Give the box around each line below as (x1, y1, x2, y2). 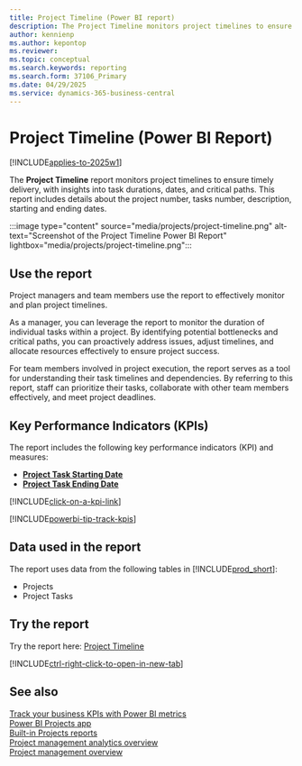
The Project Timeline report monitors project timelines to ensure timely (9, 175, 274, 186)
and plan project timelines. (9, 299, 108, 311)
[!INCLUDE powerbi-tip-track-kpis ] (9, 514, 137, 524)
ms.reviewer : (9, 47, 59, 56)
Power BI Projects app (9, 717, 92, 728)
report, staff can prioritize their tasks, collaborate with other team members (9, 382, 289, 393)
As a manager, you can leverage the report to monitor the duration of (9, 317, 265, 328)
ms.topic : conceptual (9, 55, 91, 64)
